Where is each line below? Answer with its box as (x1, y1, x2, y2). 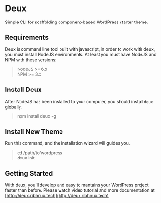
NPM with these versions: (5, 57, 57, 63)
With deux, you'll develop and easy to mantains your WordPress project (5, 182, 149, 188)
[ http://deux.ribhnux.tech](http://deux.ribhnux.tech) (5, 193, 109, 199)
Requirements (5, 33, 49, 42)
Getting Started (5, 169, 53, 178)
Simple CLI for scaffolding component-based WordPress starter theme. (5, 19, 148, 25)
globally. (5, 104, 22, 110)
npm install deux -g (17, 113, 56, 119)
